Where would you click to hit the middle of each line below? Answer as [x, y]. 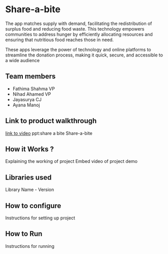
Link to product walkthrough [51, 121]
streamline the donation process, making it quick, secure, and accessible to [84, 55]
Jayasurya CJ [27, 99]
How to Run [24, 234]
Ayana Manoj [26, 105]
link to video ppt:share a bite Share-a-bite [49, 133]
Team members [30, 77]
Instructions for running [30, 246]
